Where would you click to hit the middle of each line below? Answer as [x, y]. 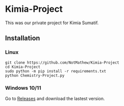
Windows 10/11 [23, 88]
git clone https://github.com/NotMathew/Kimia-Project [62, 63]
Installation [23, 38]
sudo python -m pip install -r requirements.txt [56, 71]
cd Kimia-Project [23, 67]
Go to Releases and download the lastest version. [55, 98]
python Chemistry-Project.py [35, 75]
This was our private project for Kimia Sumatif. [52, 23]
